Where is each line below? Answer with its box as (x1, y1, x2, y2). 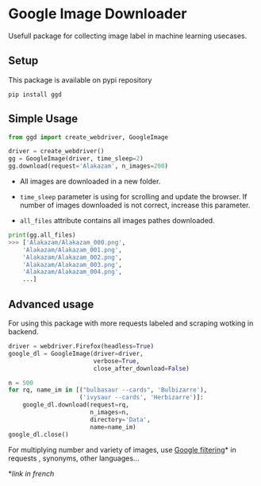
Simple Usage (8, 112, 79, 125)
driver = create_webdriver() (8, 148, 105, 156)
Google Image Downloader (8, 5, 187, 23)
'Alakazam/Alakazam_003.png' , (22, 260, 123, 268)
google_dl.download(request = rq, (22, 401, 129, 409)
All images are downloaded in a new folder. (19, 176, 161, 187)
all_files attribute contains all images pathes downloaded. (19, 216, 216, 226)
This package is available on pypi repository (8, 75, 152, 84)
